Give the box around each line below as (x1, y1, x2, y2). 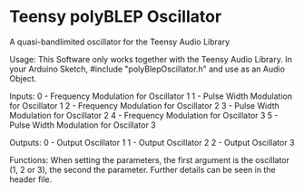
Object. (9, 72, 37, 83)
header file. (9, 174, 53, 185)
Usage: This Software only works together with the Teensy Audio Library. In (9, 53, 292, 64)
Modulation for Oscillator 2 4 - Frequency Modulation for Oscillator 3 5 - (9, 110, 279, 120)
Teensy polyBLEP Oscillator (9, 6, 222, 27)
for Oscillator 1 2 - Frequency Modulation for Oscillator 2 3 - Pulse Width (9, 100, 279, 110)
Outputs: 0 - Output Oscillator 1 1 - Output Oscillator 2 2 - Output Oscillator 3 (9, 137, 295, 148)
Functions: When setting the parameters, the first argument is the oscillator (9, 154, 290, 165)
